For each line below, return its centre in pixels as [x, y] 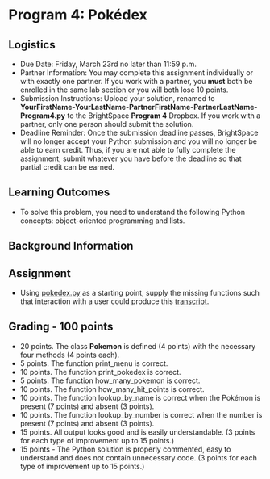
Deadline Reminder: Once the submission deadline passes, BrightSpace [139, 132]
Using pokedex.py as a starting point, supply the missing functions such [140, 293]
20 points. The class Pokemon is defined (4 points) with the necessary [138, 346]
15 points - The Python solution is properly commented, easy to [125, 449]
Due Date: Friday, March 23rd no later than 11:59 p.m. [108, 64]
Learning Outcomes [59, 193]
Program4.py [43, 116]
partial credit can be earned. [67, 167]
